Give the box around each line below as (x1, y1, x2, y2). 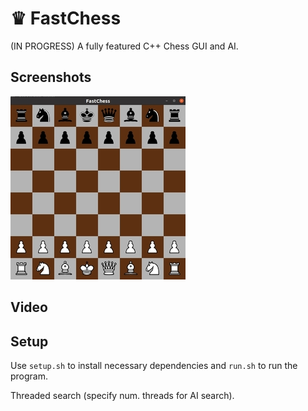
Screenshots (10, 69, 92, 86)
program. (10, 370, 49, 382)
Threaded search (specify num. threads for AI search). (10, 389, 235, 401)
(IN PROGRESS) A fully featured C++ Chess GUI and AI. (10, 40, 239, 52)
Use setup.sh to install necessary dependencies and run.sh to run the (10, 359, 298, 371)
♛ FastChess (10, 7, 122, 30)
